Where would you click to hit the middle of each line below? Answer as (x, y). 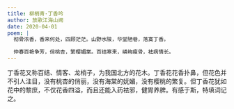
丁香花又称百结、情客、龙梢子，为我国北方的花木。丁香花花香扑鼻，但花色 (114, 73)
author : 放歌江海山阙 (36, 20)
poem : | (18, 33)
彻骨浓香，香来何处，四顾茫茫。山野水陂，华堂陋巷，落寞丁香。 (91, 40)
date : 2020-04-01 (32, 26)
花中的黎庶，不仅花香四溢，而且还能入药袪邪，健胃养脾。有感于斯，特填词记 (117, 90)
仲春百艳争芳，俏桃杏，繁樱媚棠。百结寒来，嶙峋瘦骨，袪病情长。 (94, 52)
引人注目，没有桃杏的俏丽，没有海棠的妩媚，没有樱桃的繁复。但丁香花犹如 (120, 81)
